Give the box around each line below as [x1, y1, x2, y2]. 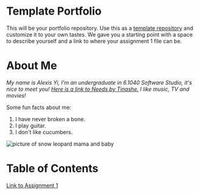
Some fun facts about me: [6, 104, 72, 111]
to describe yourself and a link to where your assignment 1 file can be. [6, 37, 183, 44]
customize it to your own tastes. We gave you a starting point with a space [6, 30, 193, 38]
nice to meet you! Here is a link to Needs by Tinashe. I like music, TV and [6, 85, 190, 93]
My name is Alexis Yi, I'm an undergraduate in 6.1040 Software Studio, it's [6, 79, 192, 86]
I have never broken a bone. [15, 115, 86, 122]
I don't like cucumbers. [15, 128, 73, 135]
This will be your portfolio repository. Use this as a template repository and [6, 24, 194, 32]
